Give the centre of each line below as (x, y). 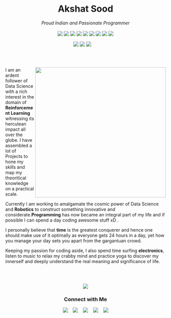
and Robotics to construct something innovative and (60, 209)
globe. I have (19, 140)
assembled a (19, 145)
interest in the (20, 97)
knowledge (17, 183)
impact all (16, 129)
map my (14, 172)
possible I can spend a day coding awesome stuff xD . (62, 220)
